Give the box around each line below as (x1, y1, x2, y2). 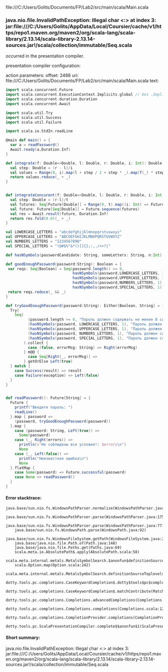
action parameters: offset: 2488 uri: (5, 72, 79, 78)
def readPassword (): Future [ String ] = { (5, 395, 91, 400)
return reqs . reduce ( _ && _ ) (7, 289, 66, 294)
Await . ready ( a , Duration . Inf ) (10, 147, 71, 152)
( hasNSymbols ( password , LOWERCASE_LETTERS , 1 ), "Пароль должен (27, 322, 163, 327)
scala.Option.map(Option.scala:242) (14, 562, 91, 568)
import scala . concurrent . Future (5, 87, 73, 92)
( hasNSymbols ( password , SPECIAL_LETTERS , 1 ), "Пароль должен (27, 335, 158, 340)
